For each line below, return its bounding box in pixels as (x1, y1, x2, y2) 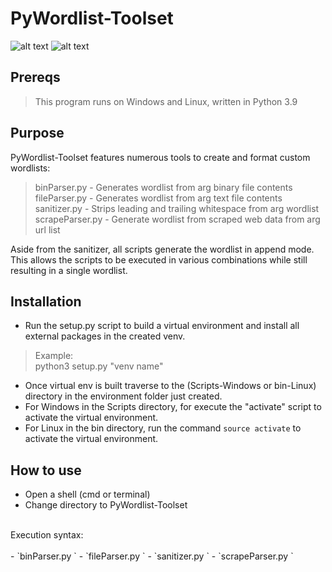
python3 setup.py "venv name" (34, 360, 164, 372)
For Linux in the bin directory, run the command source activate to (24, 422, 302, 434)
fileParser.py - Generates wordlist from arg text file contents (34, 192, 283, 204)
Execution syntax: (10, 529, 84, 541)
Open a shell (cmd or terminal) (24, 488, 151, 501)
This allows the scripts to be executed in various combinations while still (10, 253, 308, 266)
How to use (10, 462, 82, 479)
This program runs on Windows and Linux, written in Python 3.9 (34, 95, 298, 107)
